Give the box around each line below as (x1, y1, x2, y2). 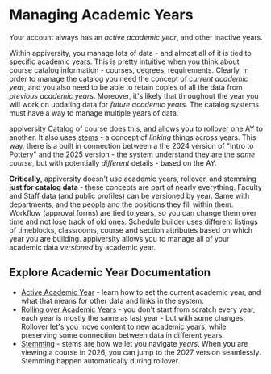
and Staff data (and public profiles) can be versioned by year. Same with (9, 191, 250, 200)
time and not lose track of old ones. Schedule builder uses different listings (9, 216, 259, 226)
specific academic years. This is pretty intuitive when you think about (9, 57, 240, 66)
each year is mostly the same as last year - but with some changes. (20, 313, 245, 322)
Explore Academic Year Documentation (9, 266, 211, 279)
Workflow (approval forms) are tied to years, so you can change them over (9, 208, 257, 217)
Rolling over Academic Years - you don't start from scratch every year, (20, 305, 256, 314)
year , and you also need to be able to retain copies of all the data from (9, 82, 243, 92)
